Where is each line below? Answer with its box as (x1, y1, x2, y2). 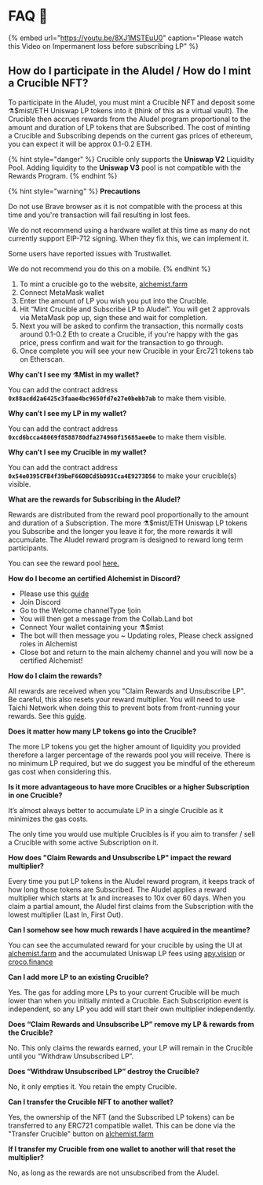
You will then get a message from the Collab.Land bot (19, 613, 194, 624)
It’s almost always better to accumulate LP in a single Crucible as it (8, 805, 224, 815)
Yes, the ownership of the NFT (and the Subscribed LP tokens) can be (8, 1112, 235, 1121)
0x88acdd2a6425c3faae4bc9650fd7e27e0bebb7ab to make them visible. (8, 393, 227, 403)
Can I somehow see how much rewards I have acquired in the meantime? (8, 925, 250, 934)
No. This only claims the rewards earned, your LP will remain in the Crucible (8, 1043, 254, 1052)
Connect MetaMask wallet (19, 287, 104, 297)
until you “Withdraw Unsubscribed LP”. (8, 1051, 134, 1061)
